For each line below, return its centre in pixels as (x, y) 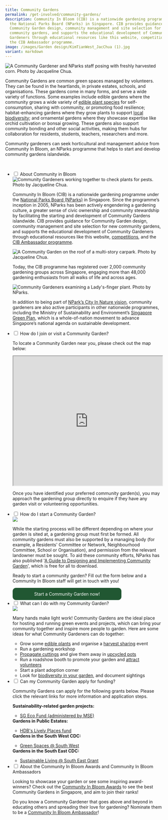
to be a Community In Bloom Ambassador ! (56, 812)
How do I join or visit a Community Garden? (64, 333)
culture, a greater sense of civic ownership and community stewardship (86, 210)
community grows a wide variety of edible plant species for (66, 102)
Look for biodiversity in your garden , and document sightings (82, 675)
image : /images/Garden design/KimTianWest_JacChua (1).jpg (68, 47)
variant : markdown (24, 51)
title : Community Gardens (32, 10)
